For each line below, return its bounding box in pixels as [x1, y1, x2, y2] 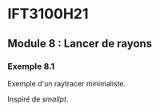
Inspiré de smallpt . [7, 94, 69, 104]
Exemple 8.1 [7, 61, 55, 72]
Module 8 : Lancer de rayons [7, 37, 153, 50]
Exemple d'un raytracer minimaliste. [7, 78, 126, 88]
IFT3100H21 [7, 5, 89, 23]
